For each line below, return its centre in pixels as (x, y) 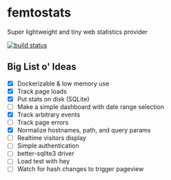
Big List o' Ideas (42, 67)
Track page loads (42, 91)
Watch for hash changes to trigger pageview (80, 169)
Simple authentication (48, 146)
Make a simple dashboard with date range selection (90, 107)
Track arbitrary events (49, 114)
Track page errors (43, 123)
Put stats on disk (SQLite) (53, 99)
